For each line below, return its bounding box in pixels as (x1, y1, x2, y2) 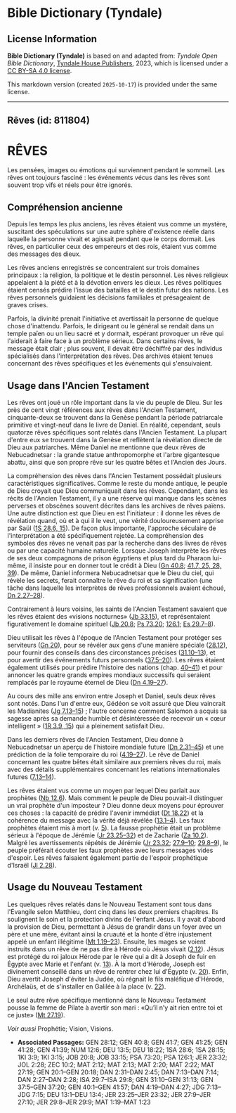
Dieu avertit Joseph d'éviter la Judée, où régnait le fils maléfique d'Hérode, (7, 974, 225, 983)
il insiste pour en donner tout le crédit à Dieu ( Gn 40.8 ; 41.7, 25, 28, (28, 561, 222, 570)
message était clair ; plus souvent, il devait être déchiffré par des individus (7, 345, 223, 353)
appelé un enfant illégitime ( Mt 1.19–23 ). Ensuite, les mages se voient (7, 937, 206, 946)
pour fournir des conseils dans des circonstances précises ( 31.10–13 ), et (7, 648, 216, 657)
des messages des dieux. (7, 250, 81, 258)
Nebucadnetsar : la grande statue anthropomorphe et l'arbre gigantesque (7, 450, 220, 458)
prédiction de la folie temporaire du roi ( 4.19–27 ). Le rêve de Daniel (7, 750, 200, 759)
